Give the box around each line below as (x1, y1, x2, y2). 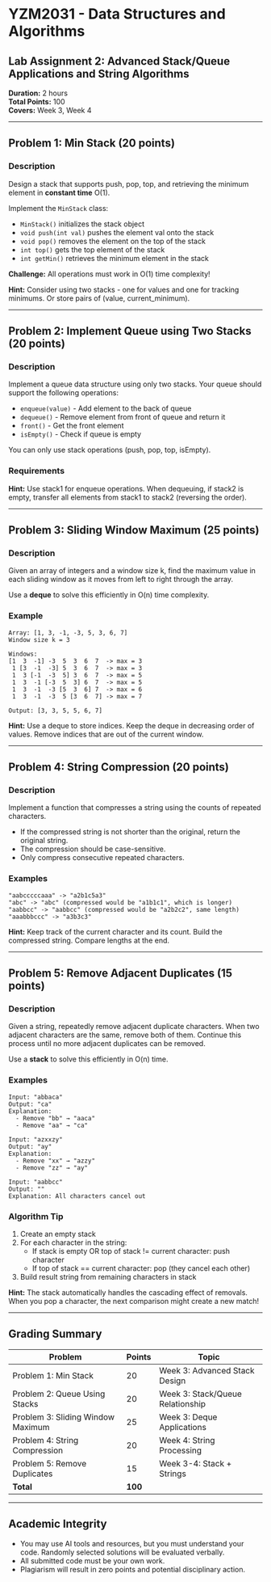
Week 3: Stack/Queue (159, 1388, 242, 1399)
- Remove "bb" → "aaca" (15, 1114, 95, 1122)
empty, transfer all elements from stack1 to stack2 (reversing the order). (8, 492, 248, 502)
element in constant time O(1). (8, 188, 110, 197)
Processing (159, 1445, 202, 1456)
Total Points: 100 (8, 97, 66, 106)
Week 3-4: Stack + (159, 1458, 232, 1469)
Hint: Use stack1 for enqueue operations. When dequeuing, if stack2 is (8, 483, 244, 493)
